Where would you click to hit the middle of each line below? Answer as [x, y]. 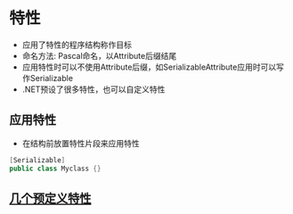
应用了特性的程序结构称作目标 [77, 45]
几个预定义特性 [50, 198]
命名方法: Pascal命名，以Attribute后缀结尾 [99, 55]
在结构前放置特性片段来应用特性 [81, 143]
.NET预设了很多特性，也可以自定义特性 [94, 89]
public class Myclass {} [55, 169]
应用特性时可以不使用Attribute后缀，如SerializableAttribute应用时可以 [149, 67]
